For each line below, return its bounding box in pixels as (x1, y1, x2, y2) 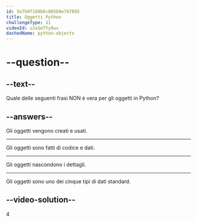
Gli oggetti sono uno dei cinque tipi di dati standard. (6, 177, 131, 185)
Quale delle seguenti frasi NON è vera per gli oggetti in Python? (6, 95, 159, 102)
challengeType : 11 (6, 19, 51, 25)
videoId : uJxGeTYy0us (6, 25, 59, 31)
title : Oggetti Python (6, 14, 62, 20)
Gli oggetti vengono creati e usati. (6, 127, 88, 134)
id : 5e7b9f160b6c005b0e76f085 (6, 8, 80, 15)
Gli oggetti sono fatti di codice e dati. (6, 144, 95, 151)
